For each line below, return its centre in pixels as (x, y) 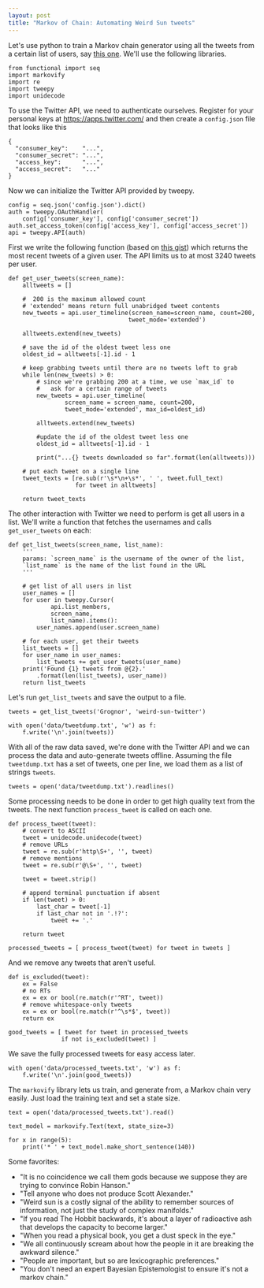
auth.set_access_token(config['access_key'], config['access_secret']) (128, 225)
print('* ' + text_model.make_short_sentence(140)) (109, 1147)
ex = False (40, 984)
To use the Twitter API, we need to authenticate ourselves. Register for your (131, 110)
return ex (39, 1018)
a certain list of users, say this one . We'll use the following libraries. (117, 54)
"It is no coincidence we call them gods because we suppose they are (133, 1177)
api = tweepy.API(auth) (47, 232)
